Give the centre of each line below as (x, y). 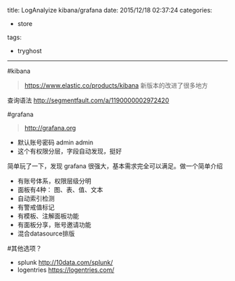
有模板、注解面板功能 (48, 216)
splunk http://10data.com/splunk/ (65, 262)
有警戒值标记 (36, 207)
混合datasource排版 (46, 233)
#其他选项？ (24, 248)
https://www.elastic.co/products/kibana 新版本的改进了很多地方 (116, 85)
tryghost (29, 51)
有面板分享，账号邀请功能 (54, 225)
